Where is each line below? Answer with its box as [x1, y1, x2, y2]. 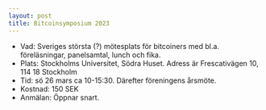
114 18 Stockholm [19, 67, 78, 76]
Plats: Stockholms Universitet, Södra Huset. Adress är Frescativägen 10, [19, 58, 260, 68]
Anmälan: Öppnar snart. [19, 92, 100, 102]
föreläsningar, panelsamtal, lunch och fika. [19, 50, 161, 59]
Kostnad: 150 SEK [19, 84, 79, 93]
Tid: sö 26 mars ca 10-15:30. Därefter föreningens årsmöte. [19, 75, 217, 85]
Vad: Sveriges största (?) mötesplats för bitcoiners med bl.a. [19, 41, 220, 51]
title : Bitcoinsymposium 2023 [8, 19, 110, 27]
